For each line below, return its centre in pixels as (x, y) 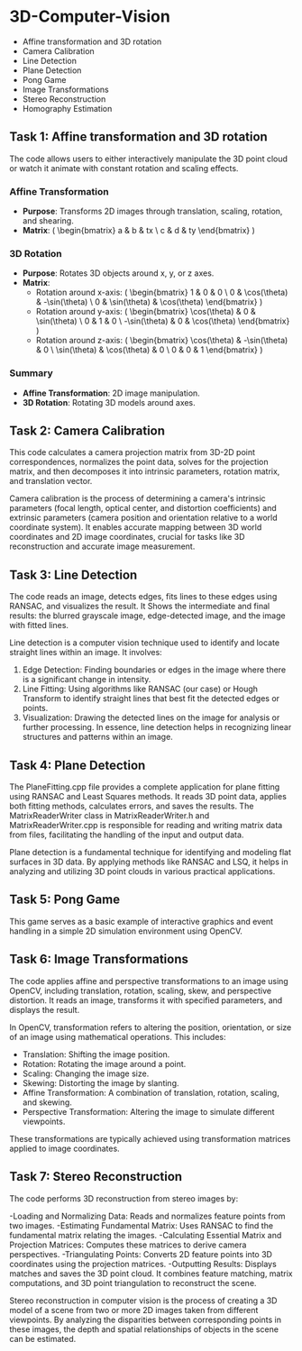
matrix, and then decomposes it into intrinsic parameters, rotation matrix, (145, 471)
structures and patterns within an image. (97, 737)
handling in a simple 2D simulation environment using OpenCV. (126, 931)
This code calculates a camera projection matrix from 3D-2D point (132, 452)
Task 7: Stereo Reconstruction (96, 1177)
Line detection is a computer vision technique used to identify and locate (145, 643)
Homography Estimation (67, 108)
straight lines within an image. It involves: (86, 653)
